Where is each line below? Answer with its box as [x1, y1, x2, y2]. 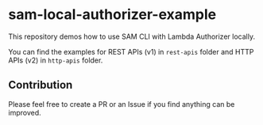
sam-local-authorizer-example [8, 6, 217, 24]
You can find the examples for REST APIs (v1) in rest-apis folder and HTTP [8, 47, 254, 56]
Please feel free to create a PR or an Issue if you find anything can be [8, 99, 235, 108]
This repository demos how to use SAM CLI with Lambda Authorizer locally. [8, 32, 256, 41]
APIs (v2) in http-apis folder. [8, 55, 103, 65]
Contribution [8, 78, 73, 92]
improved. [8, 108, 41, 117]
